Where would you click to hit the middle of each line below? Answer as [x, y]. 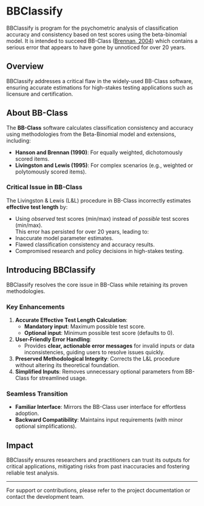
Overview [25, 66]
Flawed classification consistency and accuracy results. [85, 245]
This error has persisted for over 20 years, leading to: [82, 231]
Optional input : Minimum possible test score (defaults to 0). [99, 332]
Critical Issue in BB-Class [45, 187]
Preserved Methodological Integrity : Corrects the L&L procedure [97, 359]
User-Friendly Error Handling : [53, 339]
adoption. [27, 413]
